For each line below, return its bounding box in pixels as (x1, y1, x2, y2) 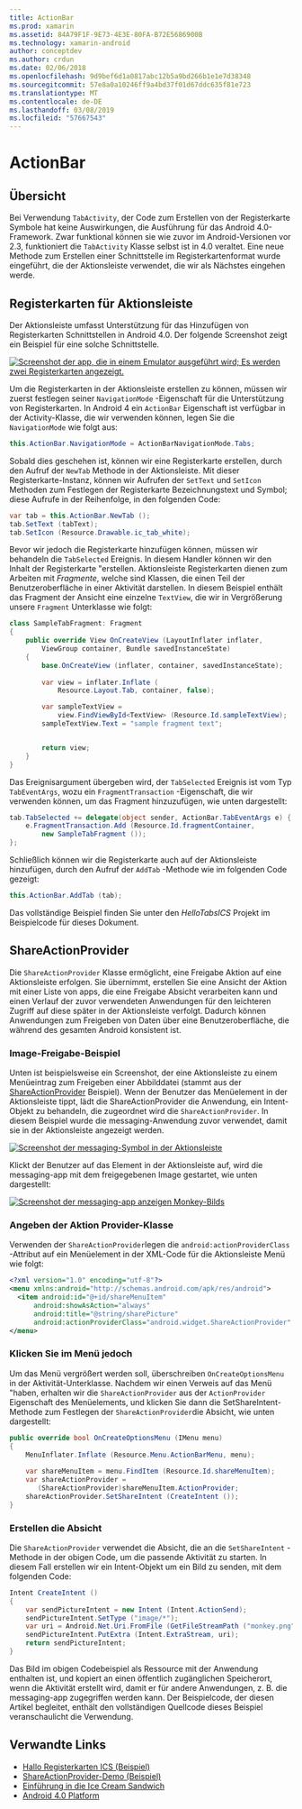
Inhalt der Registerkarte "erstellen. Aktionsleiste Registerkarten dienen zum (9, 563, 288, 574)
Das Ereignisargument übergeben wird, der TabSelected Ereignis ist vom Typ (9, 776, 292, 787)
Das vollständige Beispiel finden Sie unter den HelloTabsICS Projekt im (9, 907, 271, 918)
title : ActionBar (9, 13, 75, 23)
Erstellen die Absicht (9, 1521, 102, 1534)
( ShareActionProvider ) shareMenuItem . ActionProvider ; (37, 1484, 240, 1493)
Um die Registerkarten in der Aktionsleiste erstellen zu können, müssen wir (9, 383, 288, 394)
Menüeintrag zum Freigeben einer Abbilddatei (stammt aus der (9, 1077, 243, 1088)
